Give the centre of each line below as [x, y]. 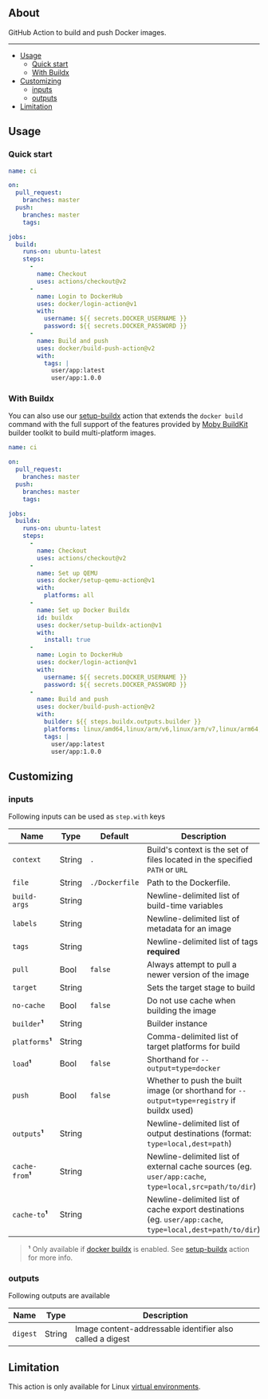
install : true [67, 640]
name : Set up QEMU [67, 573]
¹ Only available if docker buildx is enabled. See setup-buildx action [138, 1250]
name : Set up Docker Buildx [83, 610]
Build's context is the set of [198, 850]
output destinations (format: [199, 1134]
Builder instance [177, 1024]
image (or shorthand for [192, 1090]
